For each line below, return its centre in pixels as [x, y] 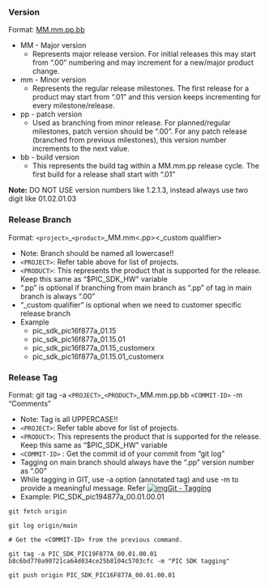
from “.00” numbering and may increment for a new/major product [143, 62]
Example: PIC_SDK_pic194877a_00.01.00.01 [92, 496]
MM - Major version [53, 45]
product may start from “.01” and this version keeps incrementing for [146, 97]
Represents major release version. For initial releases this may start [144, 54]
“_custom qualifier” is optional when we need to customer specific [130, 304]
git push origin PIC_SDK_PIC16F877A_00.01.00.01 [92, 575]
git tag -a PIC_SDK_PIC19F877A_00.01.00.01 [83, 554]
